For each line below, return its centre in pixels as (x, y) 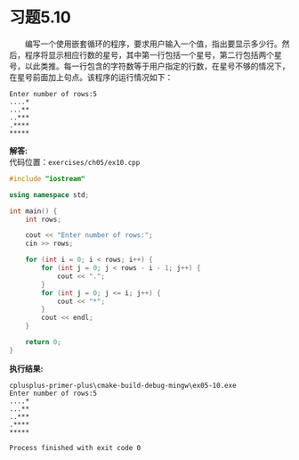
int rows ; (44, 219)
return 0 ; (44, 342)
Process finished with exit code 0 (75, 448)
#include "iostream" (48, 178)
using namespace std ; (49, 195)
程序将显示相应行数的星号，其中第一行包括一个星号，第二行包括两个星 (153, 54)
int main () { (33, 211)
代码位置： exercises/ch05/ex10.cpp (75, 161)
